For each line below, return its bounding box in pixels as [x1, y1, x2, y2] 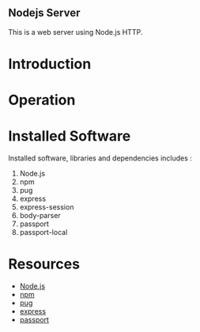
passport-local [19, 228, 68, 237]
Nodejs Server [8, 6, 81, 20]
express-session [19, 202, 74, 212]
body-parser [19, 211, 61, 221]
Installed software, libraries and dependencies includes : [8, 153, 192, 163]
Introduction [8, 55, 92, 73]
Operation [8, 91, 76, 109]
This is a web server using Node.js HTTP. [8, 27, 143, 36]
